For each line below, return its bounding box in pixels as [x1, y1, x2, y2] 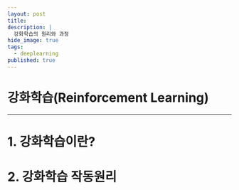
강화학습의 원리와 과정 [14, 30, 70, 38]
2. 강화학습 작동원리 [7, 169, 117, 185]
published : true [7, 57, 55, 64]
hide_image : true [7, 37, 59, 44]
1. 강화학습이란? [7, 133, 96, 149]
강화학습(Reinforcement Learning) [7, 90, 209, 105]
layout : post [7, 10, 46, 18]
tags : [7, 43, 23, 51]
